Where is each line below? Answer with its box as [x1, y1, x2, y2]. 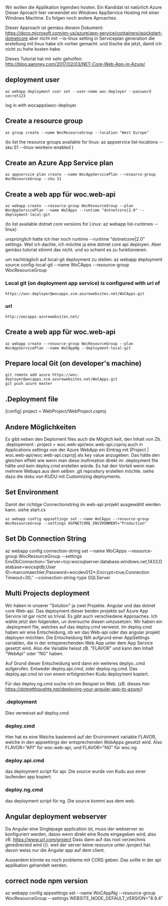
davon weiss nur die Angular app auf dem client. [5, 847, 105, 853]
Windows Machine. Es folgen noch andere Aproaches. [5, 15, 118, 21]
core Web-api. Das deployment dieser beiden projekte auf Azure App [5, 608, 148, 614]
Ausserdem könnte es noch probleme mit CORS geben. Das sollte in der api [5, 857, 161, 863]
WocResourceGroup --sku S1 [5, 176, 62, 181]
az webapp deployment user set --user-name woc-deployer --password [5, 89, 151, 94]
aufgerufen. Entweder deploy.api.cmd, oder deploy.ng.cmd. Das [5, 665, 138, 671]
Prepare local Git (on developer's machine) [5, 359, 142, 368]
